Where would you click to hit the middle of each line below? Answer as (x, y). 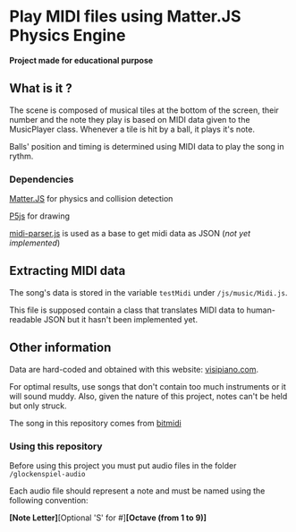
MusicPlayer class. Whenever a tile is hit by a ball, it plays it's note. (132, 129)
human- (261, 310)
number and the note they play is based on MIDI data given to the (130, 119)
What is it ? (41, 88)
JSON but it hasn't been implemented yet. (121, 319)
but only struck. (38, 406)
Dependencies (42, 179)
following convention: (49, 500)
